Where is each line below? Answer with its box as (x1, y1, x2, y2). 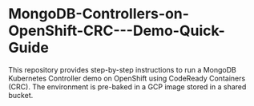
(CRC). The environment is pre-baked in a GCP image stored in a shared (8, 81, 247, 92)
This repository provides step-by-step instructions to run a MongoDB (8, 65, 236, 74)
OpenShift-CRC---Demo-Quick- (8, 22, 226, 40)
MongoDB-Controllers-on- (8, 5, 190, 23)
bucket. (8, 90, 34, 100)
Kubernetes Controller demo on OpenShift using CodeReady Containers (8, 73, 246, 83)
